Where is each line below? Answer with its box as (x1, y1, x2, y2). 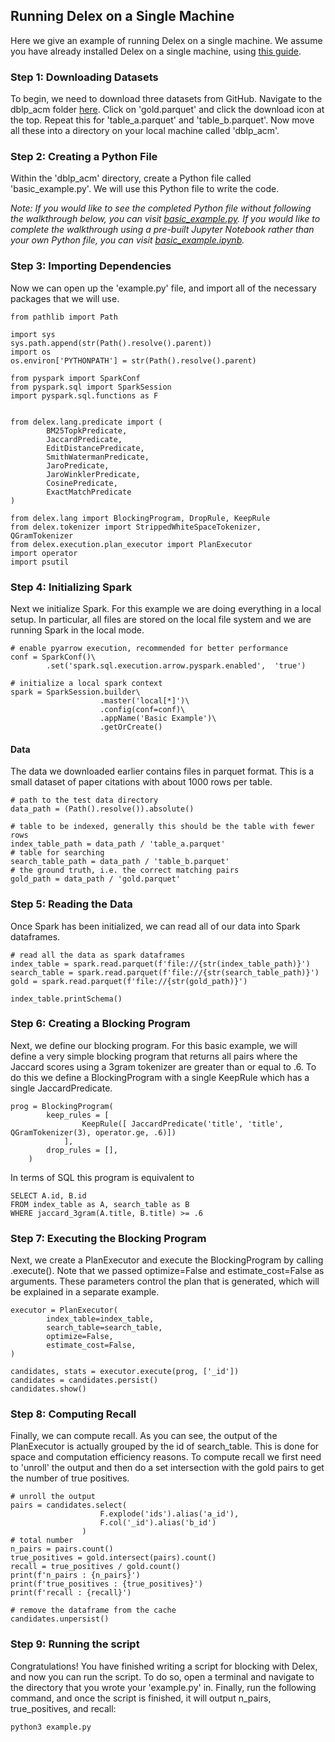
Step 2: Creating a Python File (10, 150, 158, 164)
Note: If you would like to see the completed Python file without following (10, 202, 312, 214)
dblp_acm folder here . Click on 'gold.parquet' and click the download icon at (10, 104, 325, 116)
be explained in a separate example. (10, 1286, 160, 1298)
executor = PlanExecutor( (10, 1305, 118, 1316)
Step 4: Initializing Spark (10, 580, 133, 594)
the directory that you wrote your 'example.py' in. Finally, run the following (10, 1681, 317, 1693)
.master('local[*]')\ (99, 696, 190, 706)
